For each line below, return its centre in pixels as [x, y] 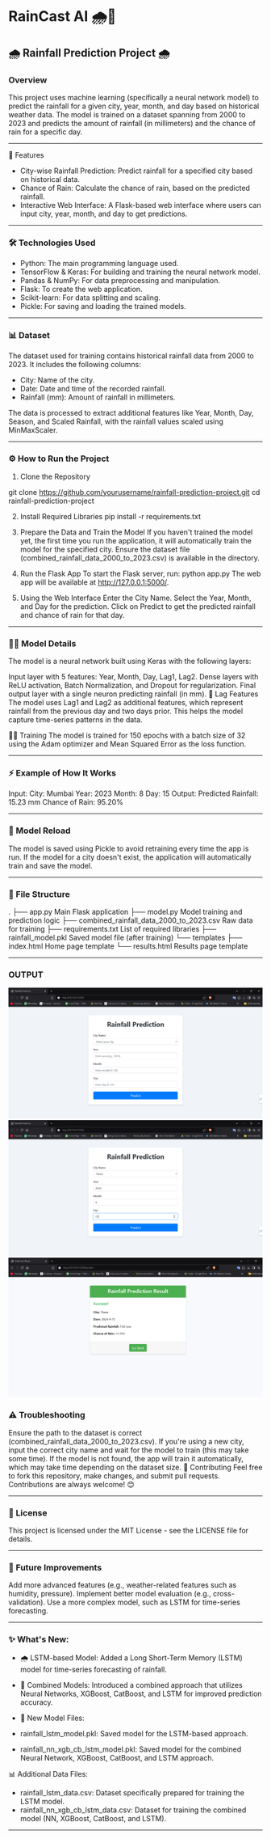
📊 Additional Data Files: [48, 1773]
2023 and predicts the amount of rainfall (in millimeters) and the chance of [132, 123]
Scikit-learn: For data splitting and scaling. [90, 298]
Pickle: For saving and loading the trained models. [103, 306]
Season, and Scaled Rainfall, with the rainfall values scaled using [116, 421]
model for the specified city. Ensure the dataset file [105, 549]
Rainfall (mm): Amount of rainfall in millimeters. [98, 397]
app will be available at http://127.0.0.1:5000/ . [94, 582]
